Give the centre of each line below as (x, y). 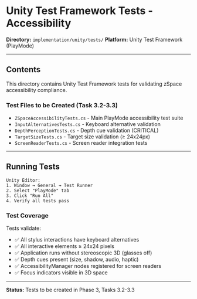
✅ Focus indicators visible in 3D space (61, 273)
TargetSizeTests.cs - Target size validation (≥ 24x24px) (82, 137)
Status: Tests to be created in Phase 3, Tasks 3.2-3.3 (70, 290)
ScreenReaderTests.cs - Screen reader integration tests (81, 143)
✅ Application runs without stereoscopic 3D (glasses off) (83, 253)
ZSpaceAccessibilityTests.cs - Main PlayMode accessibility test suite (99, 118)
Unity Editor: (23, 180)
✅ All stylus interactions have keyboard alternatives (77, 240)
